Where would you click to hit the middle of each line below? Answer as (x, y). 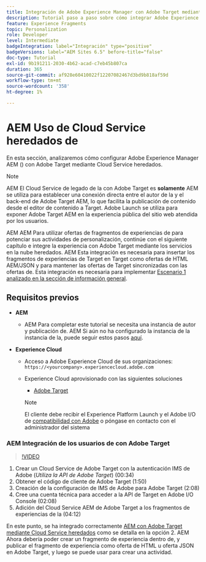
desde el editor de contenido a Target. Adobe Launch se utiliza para (92, 208)
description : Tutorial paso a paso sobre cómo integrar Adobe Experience (103, 18)
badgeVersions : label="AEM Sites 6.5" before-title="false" (85, 52)
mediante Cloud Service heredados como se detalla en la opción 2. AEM (98, 533)
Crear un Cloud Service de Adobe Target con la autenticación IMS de (102, 468)
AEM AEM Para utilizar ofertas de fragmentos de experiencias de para (95, 232)
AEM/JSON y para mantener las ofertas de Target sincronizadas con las (97, 265)
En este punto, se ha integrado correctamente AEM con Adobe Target (94, 526)
